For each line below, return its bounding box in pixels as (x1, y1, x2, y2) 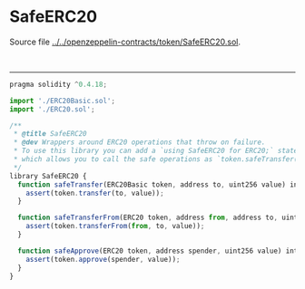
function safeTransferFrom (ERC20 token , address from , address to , (17, 213, 279, 223)
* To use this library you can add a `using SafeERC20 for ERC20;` (13, 147, 274, 156)
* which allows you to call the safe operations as (13, 155, 213, 164)
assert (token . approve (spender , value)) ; (25, 255, 181, 264)
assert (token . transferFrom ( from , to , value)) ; (25, 222, 205, 231)
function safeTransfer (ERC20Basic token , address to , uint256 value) (17, 179, 286, 189)
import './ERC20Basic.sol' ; (9, 96, 116, 105)
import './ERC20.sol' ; (9, 104, 95, 114)
